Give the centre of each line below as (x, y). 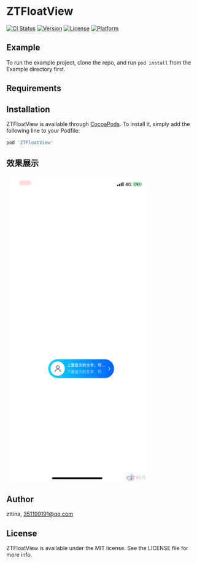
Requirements (34, 88)
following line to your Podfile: (43, 130)
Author (20, 499)
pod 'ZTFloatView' (30, 143)
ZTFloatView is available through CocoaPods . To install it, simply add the (98, 124)
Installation (28, 109)
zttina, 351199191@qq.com (40, 514)
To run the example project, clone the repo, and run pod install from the (99, 62)
